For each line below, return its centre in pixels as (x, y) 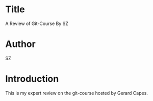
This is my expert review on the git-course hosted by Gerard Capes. (76, 93)
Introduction (32, 79)
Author (20, 44)
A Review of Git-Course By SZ (37, 23)
